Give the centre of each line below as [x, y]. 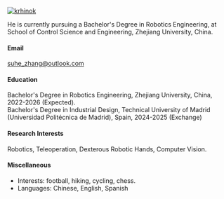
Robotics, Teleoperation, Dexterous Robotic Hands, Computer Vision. [107, 149]
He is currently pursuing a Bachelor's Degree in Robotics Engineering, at [112, 24]
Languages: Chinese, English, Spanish [73, 188]
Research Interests [35, 133]
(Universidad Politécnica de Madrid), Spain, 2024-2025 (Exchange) [105, 117]
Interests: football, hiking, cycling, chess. [77, 180]
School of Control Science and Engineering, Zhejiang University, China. [110, 32]
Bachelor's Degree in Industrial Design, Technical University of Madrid [109, 110]
